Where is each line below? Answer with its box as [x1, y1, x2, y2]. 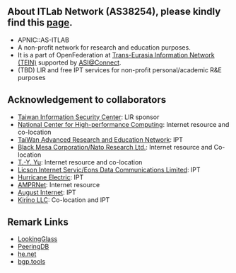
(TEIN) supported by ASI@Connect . [17, 58, 122, 67]
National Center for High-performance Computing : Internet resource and [17, 120, 230, 128]
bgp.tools [17, 257, 46, 266]
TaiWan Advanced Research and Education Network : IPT [17, 135, 184, 144]
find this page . [7, 17, 73, 29]
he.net [17, 250, 37, 258]
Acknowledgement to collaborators [7, 94, 167, 106]
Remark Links [7, 216, 69, 228]
